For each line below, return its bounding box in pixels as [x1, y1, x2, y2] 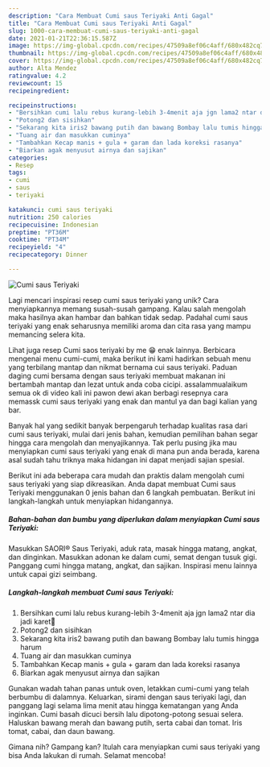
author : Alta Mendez [8, 64, 78, 73]
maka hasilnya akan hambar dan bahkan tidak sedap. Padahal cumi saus [8, 312, 248, 322]
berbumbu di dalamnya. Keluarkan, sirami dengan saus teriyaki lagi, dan [8, 692, 247, 702]
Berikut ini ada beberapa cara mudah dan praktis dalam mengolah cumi [8, 471, 245, 480]
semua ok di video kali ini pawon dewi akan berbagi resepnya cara [8, 388, 229, 397]
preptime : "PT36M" [8, 228, 70, 236]
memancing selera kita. [8, 330, 86, 339]
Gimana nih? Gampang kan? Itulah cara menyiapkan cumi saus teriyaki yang [8, 742, 260, 752]
